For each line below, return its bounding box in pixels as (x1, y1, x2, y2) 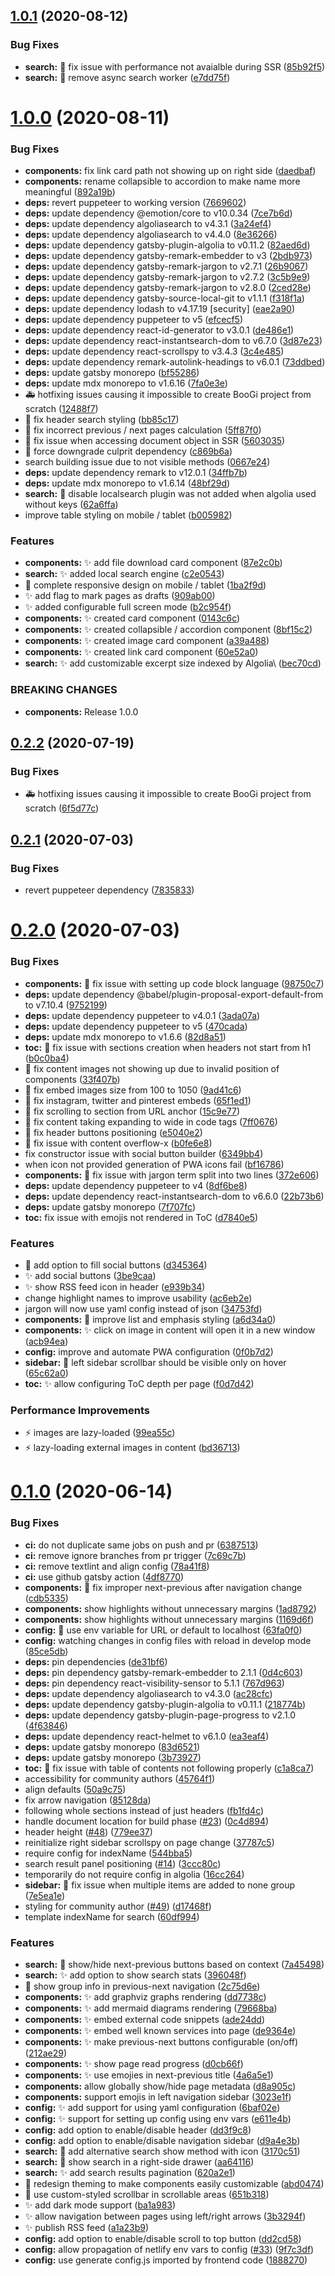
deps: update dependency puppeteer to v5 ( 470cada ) (24, 1020, 248, 1032)
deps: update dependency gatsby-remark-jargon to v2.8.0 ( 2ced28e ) (24, 282, 312, 294)
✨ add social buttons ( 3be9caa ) (24, 1269, 157, 1281)
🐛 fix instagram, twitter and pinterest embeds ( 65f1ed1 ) (24, 1094, 252, 1106)
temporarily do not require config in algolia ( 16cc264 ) (24, 1868, 245, 1880)
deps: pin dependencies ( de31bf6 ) (24, 1655, 168, 1668)
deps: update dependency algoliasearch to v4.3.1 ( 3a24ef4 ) (24, 218, 272, 230)
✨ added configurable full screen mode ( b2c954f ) (24, 601, 232, 613)
